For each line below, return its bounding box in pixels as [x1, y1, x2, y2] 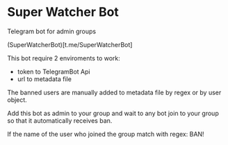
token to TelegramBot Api [17, 67, 90, 76]
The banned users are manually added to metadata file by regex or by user [7, 88, 222, 96]
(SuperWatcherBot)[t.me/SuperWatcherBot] [7, 40, 133, 49]
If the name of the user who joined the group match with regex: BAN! [7, 130, 204, 138]
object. [7, 95, 28, 104]
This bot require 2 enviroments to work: [7, 53, 120, 62]
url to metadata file [17, 74, 72, 83]
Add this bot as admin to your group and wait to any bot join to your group [7, 109, 219, 117]
